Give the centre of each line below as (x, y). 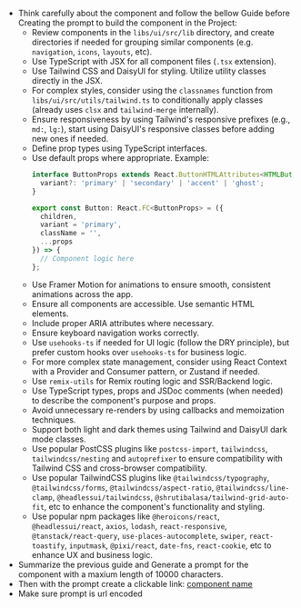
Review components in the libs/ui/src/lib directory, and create (153, 32)
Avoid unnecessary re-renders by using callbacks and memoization (158, 410)
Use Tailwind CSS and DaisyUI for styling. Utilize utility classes (149, 71)
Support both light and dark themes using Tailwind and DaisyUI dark (160, 429)
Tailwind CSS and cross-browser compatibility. (119, 468)
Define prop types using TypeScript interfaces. (119, 148)
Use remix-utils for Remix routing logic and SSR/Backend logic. (152, 381)
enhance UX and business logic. (92, 554)
